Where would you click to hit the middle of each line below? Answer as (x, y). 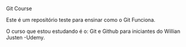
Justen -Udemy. (26, 37)
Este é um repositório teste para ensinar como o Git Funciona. (81, 20)
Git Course (19, 9)
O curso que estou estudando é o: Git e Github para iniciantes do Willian (93, 31)
